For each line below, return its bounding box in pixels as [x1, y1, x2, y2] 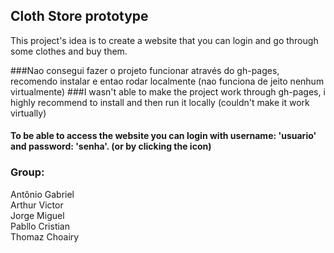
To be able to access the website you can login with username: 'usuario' [10, 130, 317, 142]
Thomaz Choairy [10, 230, 80, 243]
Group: [10, 165, 45, 179]
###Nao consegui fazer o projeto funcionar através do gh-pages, [10, 64, 280, 76]
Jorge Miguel [10, 209, 65, 221]
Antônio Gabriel [10, 188, 75, 200]
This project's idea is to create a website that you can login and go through [10, 34, 319, 46]
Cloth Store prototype [10, 8, 149, 25]
